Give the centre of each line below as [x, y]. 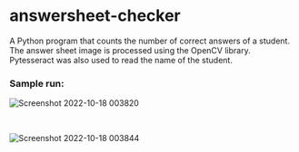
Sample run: [37, 83]
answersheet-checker [95, 16]
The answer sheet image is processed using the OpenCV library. [130, 50]
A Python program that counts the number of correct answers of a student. [150, 41]
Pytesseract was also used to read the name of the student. [121, 60]
